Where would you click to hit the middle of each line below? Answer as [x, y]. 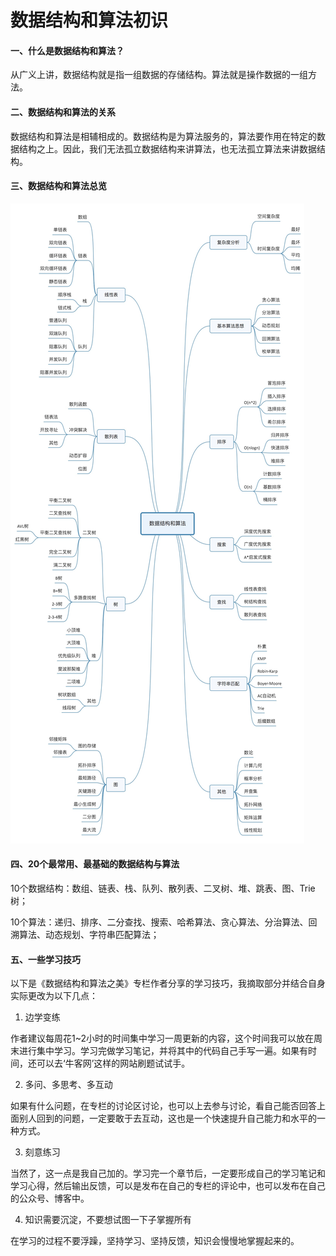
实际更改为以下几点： [54, 996]
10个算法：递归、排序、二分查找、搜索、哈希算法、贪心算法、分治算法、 [159, 922]
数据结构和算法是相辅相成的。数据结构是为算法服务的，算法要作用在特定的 [163, 136]
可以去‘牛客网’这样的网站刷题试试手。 [113, 1063]
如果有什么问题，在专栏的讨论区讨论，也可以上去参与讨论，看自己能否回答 [163, 1106]
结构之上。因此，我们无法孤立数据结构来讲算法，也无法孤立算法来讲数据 [167, 148]
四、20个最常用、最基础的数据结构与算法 [95, 864]
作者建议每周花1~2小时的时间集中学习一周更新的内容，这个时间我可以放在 [162, 1038]
